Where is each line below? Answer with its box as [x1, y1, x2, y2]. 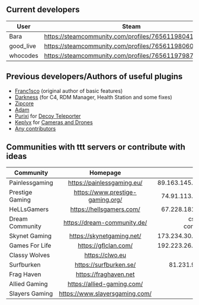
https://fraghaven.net [76, 270, 135, 278]
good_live [9, 41, 37, 50]
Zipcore [14, 100, 34, 107]
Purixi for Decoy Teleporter [14, 112, 81, 119]
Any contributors [14, 125, 56, 132]
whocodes [9, 51, 38, 60]
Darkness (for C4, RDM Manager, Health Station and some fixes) [14, 93, 173, 100]
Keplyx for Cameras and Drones [14, 118, 93, 126]
